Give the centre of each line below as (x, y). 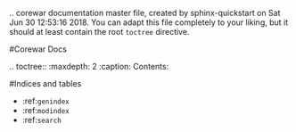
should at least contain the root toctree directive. (99, 32)
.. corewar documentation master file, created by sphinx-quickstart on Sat (145, 13)
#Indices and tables (45, 83)
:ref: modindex (45, 110)
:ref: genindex (45, 101)
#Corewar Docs (38, 49)
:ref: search (42, 120)
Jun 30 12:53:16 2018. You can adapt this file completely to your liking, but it (149, 22)
